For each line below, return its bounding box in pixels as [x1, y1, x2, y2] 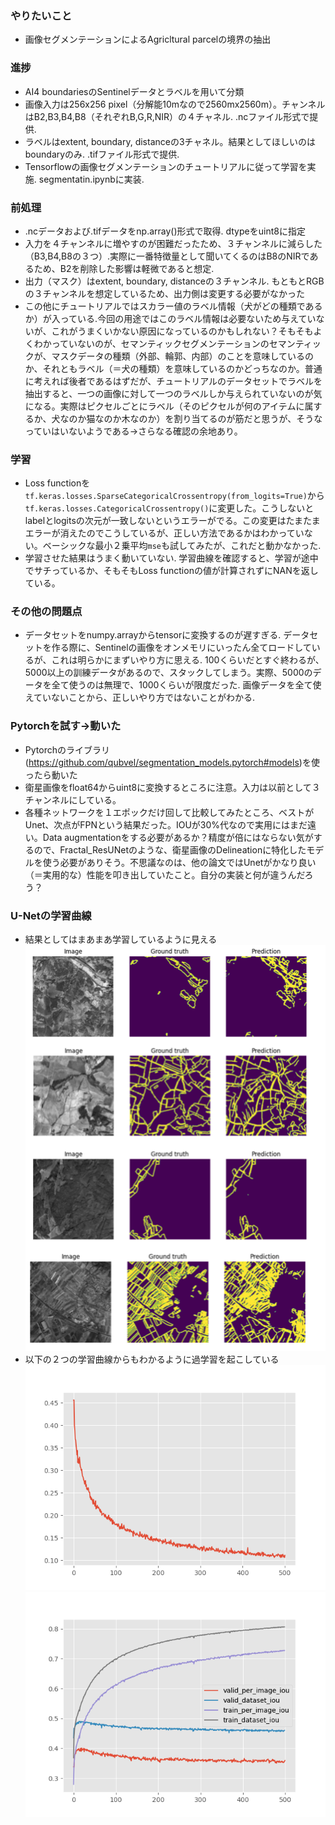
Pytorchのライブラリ [24, 743, 110, 756]
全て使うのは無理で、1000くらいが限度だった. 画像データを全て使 [51, 679, 322, 691]
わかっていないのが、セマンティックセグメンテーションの [33, 337, 270, 349]
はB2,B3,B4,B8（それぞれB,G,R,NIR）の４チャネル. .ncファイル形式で [24, 110, 310, 122]
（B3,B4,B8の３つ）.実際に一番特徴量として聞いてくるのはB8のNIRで [24, 250, 310, 262]
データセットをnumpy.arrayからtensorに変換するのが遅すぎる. [24, 629, 282, 641]
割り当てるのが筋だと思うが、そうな [173, 412, 323, 424]
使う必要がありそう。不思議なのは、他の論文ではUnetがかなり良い [42, 856, 317, 868]
